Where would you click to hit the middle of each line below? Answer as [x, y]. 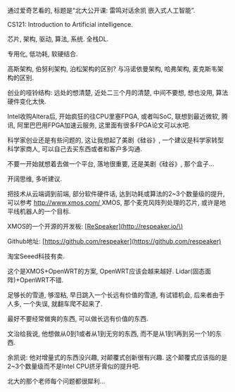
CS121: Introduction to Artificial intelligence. [70, 24]
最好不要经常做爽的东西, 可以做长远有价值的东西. [78, 318]
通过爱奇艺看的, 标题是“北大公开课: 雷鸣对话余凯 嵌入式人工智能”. [101, 10]
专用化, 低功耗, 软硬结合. [43, 54]
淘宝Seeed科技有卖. [36, 256]
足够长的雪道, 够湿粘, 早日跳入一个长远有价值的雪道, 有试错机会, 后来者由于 [116, 295]
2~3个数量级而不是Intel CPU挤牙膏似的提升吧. [74, 366]
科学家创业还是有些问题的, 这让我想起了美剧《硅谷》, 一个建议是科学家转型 [115, 140]
